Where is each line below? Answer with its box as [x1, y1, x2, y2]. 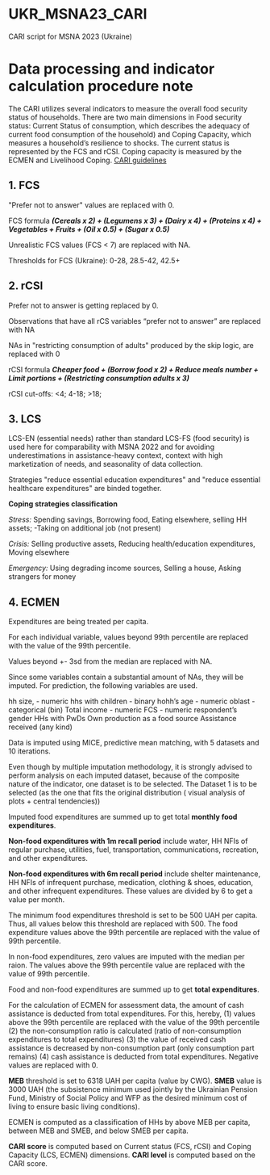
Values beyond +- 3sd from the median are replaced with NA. [8, 657, 213, 666]
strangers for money [8, 572, 77, 581]
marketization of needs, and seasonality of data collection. [8, 460, 203, 469]
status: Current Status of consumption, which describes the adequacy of [8, 120, 250, 130]
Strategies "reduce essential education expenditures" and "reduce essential [8, 475, 260, 485]
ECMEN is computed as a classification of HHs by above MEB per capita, [8, 1118, 251, 1127]
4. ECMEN [8, 595, 60, 609]
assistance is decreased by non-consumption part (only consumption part [8, 1043, 255, 1053]
